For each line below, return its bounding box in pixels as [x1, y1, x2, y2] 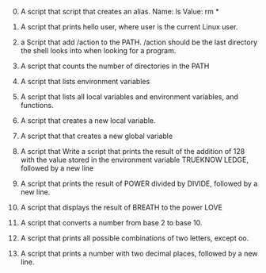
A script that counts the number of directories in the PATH [20, 61, 210, 71]
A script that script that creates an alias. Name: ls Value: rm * [20, 7, 220, 16]
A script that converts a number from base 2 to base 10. [20, 218, 203, 227]
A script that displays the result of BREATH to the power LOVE [20, 202, 222, 212]
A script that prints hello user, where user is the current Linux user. [20, 22, 238, 31]
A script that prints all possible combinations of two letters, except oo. [20, 233, 249, 243]
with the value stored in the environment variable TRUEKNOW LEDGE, [20, 155, 249, 164]
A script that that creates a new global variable [20, 131, 173, 140]
